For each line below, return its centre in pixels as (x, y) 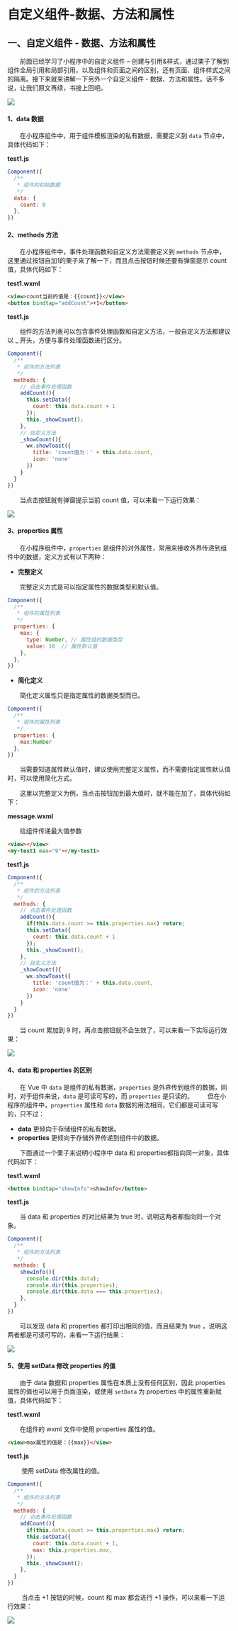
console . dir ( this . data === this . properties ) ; (94, 1292)
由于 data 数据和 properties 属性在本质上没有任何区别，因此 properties (123, 1383)
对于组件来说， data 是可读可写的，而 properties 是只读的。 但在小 (123, 1096)
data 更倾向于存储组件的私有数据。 (69, 1129)
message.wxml (30, 816)
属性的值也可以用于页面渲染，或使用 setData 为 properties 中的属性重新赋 (114, 1392)
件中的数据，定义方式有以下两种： (57, 556)
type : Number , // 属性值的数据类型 (74, 639)
